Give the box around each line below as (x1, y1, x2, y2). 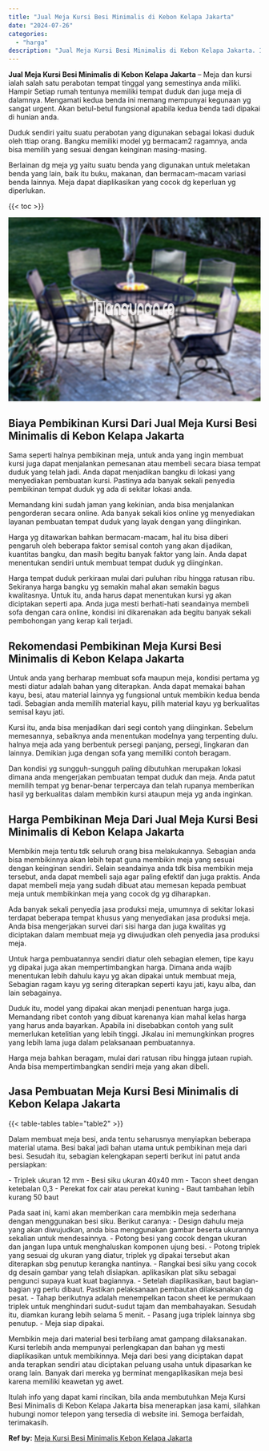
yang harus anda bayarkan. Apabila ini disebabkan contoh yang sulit (8, 1021, 234, 1030)
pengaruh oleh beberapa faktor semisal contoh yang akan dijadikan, (8, 541, 233, 550)
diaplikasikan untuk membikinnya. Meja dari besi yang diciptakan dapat (8, 1351, 243, 1360)
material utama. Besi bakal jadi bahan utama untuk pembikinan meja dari (8, 1143, 247, 1152)
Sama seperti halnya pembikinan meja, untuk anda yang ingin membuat (8, 450, 244, 460)
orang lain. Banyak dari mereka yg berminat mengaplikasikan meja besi (8, 1368, 243, 1377)
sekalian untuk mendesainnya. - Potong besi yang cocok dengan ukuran (8, 1233, 247, 1243)
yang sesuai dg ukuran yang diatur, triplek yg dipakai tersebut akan (8, 1250, 231, 1260)
